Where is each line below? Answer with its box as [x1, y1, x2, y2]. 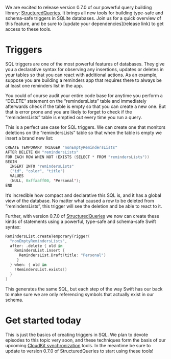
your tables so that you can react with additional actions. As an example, [5, 72, 158, 78]
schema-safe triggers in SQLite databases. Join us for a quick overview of [5, 15, 162, 21]
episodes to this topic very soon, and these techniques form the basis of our [5, 337, 166, 343]
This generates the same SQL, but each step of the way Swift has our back [5, 286, 163, 292]
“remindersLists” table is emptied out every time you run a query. [5, 114, 142, 120]
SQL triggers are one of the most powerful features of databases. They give [5, 61, 165, 67]
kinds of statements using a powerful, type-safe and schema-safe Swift [5, 218, 157, 225]
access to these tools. [5, 26, 52, 32]
